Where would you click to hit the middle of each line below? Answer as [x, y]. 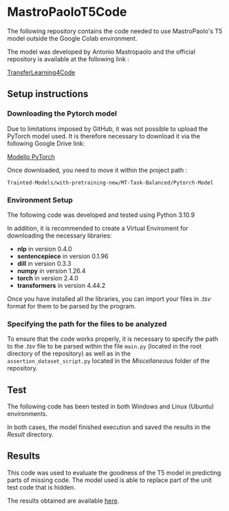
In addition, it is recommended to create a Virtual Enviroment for [98, 228]
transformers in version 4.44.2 [61, 285]
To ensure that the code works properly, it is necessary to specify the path [113, 339]
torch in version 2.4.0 [48, 278]
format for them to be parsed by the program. [72, 306]
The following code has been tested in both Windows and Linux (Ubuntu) [111, 406]
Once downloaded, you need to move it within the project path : [97, 170]
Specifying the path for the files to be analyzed [87, 324]
